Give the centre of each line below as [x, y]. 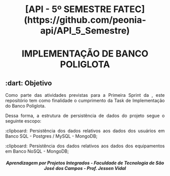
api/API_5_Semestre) [85, 31]
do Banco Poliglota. [26, 106]
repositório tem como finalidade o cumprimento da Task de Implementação [85, 101]
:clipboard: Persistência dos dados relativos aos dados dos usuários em [85, 131]
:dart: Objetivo [29, 83]
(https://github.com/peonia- [85, 20]
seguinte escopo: [23, 121]
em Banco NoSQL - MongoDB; [37, 151]
